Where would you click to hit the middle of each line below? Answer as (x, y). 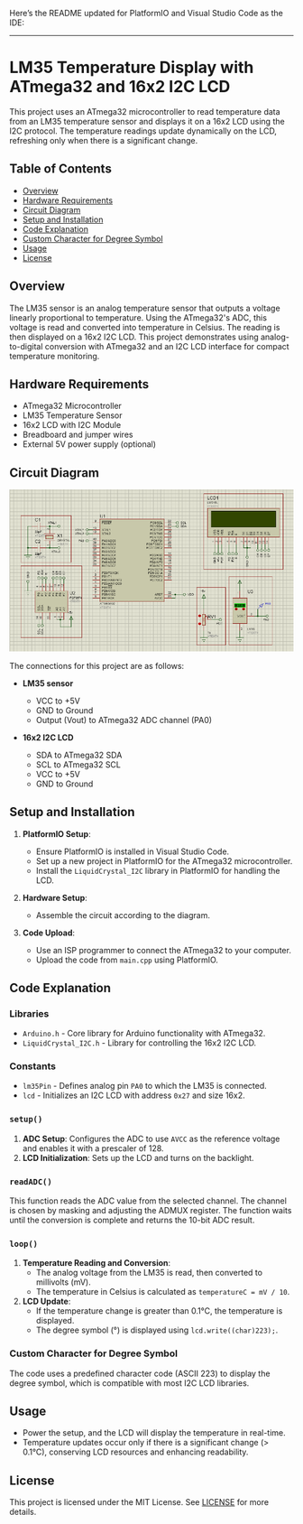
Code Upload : (48, 933)
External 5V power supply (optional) (89, 444)
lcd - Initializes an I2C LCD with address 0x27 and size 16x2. (133, 1095)
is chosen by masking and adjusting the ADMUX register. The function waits (151, 1211)
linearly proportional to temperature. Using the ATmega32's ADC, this (138, 317)
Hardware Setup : (55, 897)
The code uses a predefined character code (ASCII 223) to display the (140, 1373)
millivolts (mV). (64, 1282)
